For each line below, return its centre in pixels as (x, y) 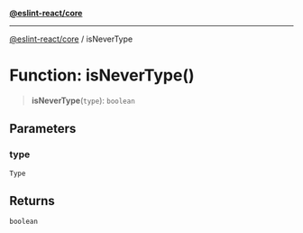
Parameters (43, 129)
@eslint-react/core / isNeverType (71, 39)
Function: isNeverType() (102, 75)
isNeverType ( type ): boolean (83, 100)
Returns (32, 201)
